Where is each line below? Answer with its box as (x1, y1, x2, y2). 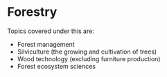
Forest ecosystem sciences (17, 62, 96, 70)
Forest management (17, 40, 75, 48)
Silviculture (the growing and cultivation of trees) (17, 47, 157, 56)
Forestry (7, 4, 58, 20)
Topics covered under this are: (7, 27, 95, 35)
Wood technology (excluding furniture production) (17, 54, 161, 63)
